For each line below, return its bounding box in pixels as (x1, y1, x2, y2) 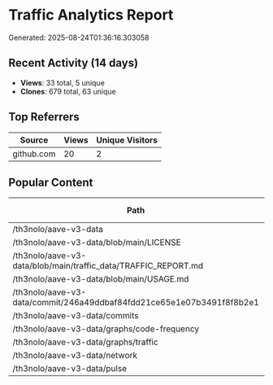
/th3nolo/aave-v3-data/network (12, 350, 138, 361)
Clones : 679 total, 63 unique (19, 86, 116, 96)
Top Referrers (8, 110, 80, 124)
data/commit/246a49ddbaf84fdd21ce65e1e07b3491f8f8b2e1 (12, 297, 260, 308)
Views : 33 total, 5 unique (19, 77, 106, 87)
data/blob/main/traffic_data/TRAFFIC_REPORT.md (12, 260, 204, 272)
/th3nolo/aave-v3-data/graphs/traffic (12, 336, 158, 348)
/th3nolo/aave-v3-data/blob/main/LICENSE (12, 237, 181, 248)
